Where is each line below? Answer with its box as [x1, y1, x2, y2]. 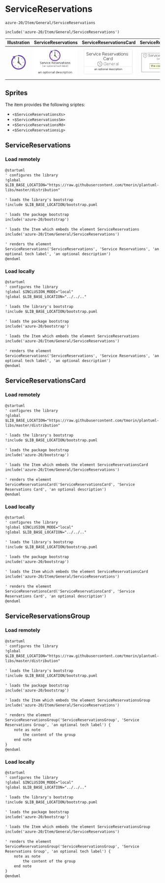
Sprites [5, 89, 28, 97]
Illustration [7, 39, 30, 45]
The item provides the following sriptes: [5, 102, 85, 108]
